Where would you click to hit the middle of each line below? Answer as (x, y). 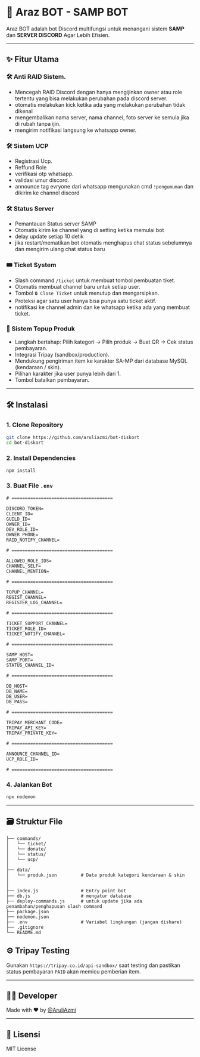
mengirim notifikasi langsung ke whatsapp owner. (76, 130)
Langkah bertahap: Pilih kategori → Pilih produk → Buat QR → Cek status (104, 342)
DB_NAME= (17, 691)
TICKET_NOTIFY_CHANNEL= (36, 634)
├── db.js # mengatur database (69, 896)
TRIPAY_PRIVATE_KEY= (32, 733)
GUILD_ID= (18, 519)
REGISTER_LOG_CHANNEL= (34, 602)
